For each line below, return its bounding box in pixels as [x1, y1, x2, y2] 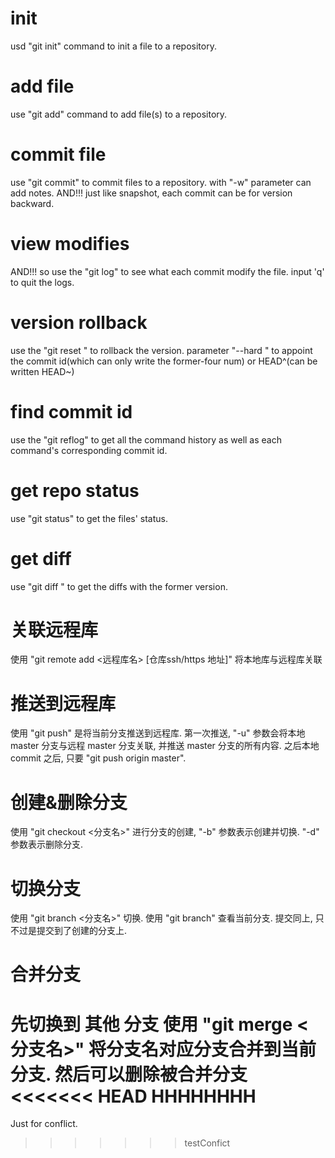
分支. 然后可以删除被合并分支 [10, 1063, 248, 1086]
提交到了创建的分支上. [36, 925, 128, 937]
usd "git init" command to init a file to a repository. [10, 40, 217, 52]
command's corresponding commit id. [10, 444, 168, 456]
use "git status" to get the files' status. [10, 512, 169, 524]
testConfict [184, 1137, 231, 1149]
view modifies [10, 233, 130, 255]
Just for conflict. [10, 1118, 78, 1130]
